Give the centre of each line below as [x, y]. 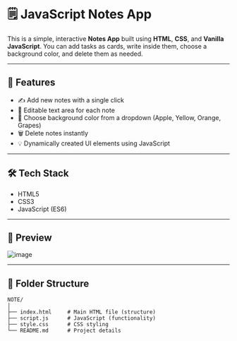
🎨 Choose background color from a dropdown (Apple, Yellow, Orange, [119, 117]
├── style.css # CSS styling [58, 325]
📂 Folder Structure [48, 283]
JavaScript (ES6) [42, 209]
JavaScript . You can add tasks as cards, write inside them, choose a [107, 46]
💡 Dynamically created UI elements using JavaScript [94, 143]
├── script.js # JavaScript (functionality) [82, 318]
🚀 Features [31, 83]
